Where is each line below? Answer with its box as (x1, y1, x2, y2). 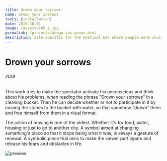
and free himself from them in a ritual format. (5, 110, 97, 116)
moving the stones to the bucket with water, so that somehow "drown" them (5, 105, 161, 111)
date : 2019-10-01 (5, 21, 41, 26)
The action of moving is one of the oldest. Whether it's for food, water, (5, 120, 150, 126)
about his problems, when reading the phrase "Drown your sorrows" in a (5, 94, 154, 100)
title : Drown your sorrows (5, 7, 61, 12)
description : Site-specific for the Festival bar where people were (5, 35, 150, 40)
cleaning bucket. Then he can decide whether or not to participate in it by (5, 99, 156, 105)
